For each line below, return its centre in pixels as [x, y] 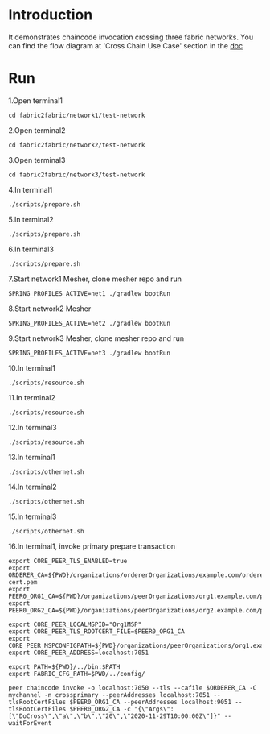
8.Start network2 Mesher [50, 309]
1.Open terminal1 [35, 100]
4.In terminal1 [31, 189]
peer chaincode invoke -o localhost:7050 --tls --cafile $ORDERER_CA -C [133, 688]
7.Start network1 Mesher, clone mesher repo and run [95, 279]
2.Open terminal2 [37, 130]
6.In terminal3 [31, 249]
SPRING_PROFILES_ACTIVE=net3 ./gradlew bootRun [90, 353]
